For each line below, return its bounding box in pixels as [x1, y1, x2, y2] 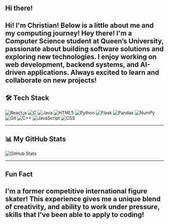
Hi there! [5, 4, 33, 13]
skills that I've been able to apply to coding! [5, 210, 144, 219]
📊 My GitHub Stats [5, 135, 66, 143]
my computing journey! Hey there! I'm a [5, 29, 132, 37]
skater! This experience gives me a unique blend [5, 195, 161, 203]
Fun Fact [5, 170, 33, 178]
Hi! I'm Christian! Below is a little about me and [5, 21, 154, 30]
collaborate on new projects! [5, 76, 97, 84]
